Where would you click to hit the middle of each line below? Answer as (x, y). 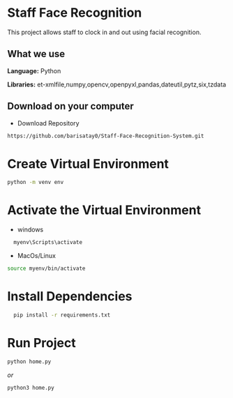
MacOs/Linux (36, 256)
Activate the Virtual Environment (104, 210)
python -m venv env (36, 183)
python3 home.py (31, 388)
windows (30, 230)
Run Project (42, 343)
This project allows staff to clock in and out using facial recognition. (104, 32)
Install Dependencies (70, 297)
